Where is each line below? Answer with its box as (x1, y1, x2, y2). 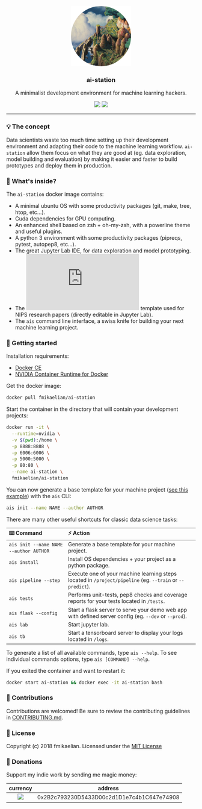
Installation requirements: (6, 352, 69, 360)
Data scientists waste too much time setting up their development (6, 136, 169, 143)
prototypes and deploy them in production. (6, 161, 112, 169)
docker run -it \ (6, 425, 50, 431)
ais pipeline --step (8, 578, 61, 584)
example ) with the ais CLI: (6, 492, 72, 499)
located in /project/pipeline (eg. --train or (68, 576, 178, 584)
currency (8, 784, 32, 792)
